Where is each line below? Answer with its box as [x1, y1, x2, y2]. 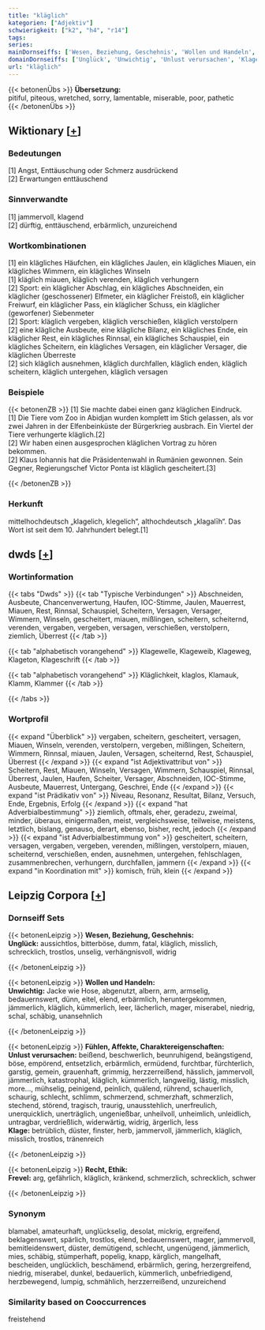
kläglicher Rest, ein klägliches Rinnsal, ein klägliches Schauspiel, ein [8, 333, 230, 344]
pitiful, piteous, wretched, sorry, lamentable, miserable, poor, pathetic [8, 92, 234, 103]
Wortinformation [8, 571, 73, 582]
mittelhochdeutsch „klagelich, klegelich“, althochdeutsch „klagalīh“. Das [8, 517, 241, 526]
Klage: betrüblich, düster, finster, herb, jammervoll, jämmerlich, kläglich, [8, 1126, 243, 1136]
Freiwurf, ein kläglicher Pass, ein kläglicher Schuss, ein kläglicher [8, 300, 221, 310]
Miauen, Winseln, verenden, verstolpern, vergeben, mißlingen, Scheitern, [8, 740, 246, 750]
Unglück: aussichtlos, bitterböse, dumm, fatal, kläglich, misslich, [8, 939, 218, 949]
